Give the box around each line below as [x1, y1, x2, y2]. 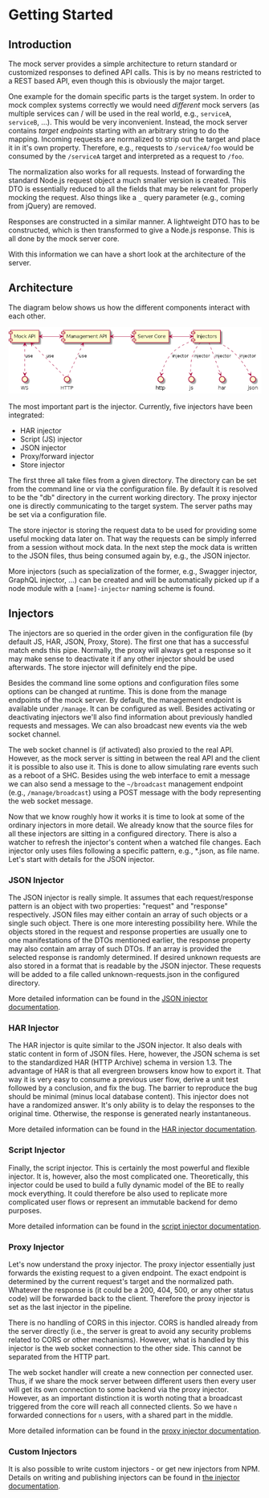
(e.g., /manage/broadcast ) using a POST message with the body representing [8, 787, 262, 797]
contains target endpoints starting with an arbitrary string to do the [8, 126, 230, 135]
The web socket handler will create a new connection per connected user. [8, 1368, 254, 1377]
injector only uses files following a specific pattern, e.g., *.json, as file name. [8, 846, 260, 856]
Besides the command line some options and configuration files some [8, 678, 239, 687]
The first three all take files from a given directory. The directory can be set [8, 476, 257, 485]
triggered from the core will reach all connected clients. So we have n [8, 1402, 238, 1411]
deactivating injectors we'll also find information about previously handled [8, 712, 253, 721]
